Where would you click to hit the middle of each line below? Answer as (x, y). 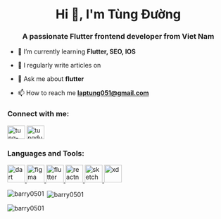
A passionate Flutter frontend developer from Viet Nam (118, 37)
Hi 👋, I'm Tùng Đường (118, 14)
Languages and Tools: (46, 153)
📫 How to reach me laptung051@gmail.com (83, 93)
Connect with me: (38, 114)
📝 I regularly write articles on (59, 65)
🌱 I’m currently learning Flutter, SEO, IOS (76, 51)
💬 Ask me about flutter (51, 79)
